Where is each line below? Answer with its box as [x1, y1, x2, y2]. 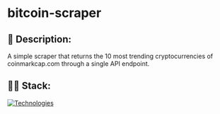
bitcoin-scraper [7, 5, 102, 21]
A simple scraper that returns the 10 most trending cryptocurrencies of [7, 52, 214, 60]
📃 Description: [7, 33, 72, 45]
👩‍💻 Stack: [7, 80, 51, 92]
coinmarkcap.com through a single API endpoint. [7, 59, 150, 68]
